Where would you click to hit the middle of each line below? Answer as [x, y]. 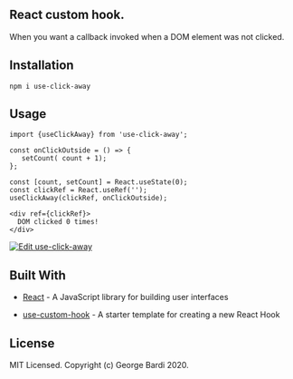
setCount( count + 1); [64, 159]
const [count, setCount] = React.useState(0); [99, 182]
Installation [42, 66]
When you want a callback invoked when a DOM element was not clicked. [147, 36]
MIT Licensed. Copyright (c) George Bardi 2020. [99, 365]
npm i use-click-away [50, 86]
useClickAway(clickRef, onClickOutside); [89, 199]
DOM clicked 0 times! [58, 222]
